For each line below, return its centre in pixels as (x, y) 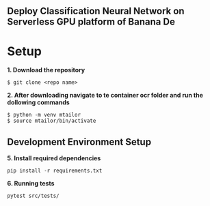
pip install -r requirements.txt (55, 171)
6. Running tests (31, 183)
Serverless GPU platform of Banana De (91, 22)
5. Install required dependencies (54, 158)
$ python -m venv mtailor (44, 115)
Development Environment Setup (79, 142)
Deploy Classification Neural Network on (96, 11)
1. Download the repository (46, 70)
